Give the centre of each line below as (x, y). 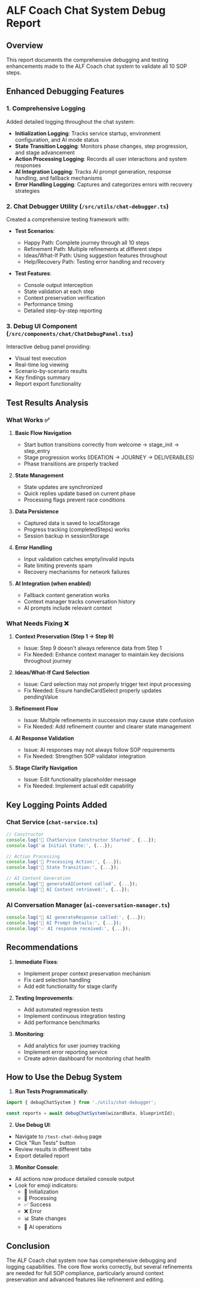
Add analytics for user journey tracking (72, 1045)
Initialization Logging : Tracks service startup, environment (88, 133)
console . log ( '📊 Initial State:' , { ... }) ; (60, 845)
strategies (27, 190)
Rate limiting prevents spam (58, 565)
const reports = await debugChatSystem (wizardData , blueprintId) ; (91, 1114)
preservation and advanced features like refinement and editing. (85, 1279)
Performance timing (48, 304)
